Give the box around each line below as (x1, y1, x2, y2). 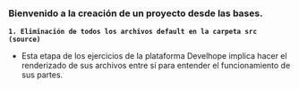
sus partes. (21, 69, 64, 80)
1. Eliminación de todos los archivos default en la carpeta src (8, 28, 257, 36)
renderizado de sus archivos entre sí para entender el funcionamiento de (21, 61, 291, 71)
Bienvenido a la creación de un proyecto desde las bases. (8, 7, 263, 20)
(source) (8, 35, 41, 44)
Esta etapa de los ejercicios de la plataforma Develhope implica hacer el (21, 51, 287, 61)
